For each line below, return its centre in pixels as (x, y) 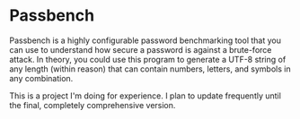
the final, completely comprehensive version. (93, 105)
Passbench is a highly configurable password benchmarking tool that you (145, 40)
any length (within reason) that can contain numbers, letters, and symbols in (150, 69)
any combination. (41, 78)
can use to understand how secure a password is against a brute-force (141, 49)
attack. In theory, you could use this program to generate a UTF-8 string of (148, 59)
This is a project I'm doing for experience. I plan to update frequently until (145, 96)
